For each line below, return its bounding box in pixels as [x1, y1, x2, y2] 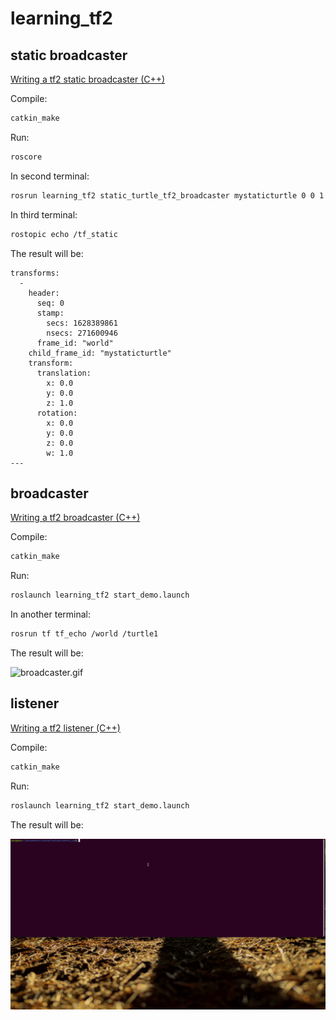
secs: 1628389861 [46, 318, 118, 328]
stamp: [36, 308, 65, 318]
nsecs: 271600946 [46, 328, 118, 338]
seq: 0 [36, 298, 65, 308]
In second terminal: [10, 170, 90, 182]
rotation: [36, 408, 78, 418]
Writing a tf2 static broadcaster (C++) [10, 73, 166, 85]
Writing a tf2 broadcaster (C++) [10, 512, 141, 524]
